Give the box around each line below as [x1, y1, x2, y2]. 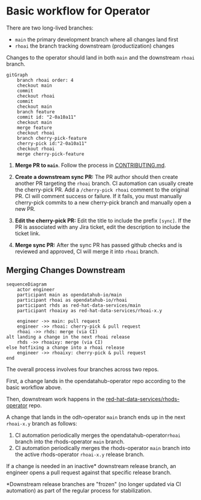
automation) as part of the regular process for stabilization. [6, 487, 152, 494]
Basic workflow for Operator [6, 4, 151, 18]
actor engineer [17, 286, 55, 293]
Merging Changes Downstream [6, 265, 126, 275]
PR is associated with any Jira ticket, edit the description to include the [14, 223, 190, 230]
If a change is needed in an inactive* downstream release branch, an [6, 462, 176, 469]
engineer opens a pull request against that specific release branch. [6, 469, 172, 476]
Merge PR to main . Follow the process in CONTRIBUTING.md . [14, 161, 166, 169]
